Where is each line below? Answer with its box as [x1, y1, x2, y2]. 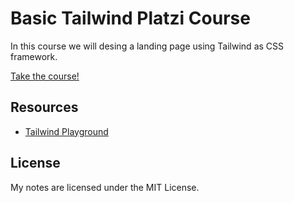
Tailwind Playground [24, 125, 109, 137]
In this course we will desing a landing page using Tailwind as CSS [10, 40, 285, 52]
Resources [10, 99, 79, 116]
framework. [10, 50, 58, 62]
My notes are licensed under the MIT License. [10, 181, 200, 193]
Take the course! [10, 70, 80, 82]
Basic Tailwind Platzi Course [10, 7, 251, 30]
